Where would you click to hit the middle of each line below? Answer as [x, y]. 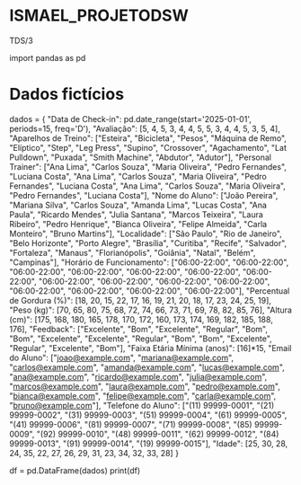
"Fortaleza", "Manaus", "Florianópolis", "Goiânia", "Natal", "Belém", [133, 252]
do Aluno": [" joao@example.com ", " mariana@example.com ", [122, 357]
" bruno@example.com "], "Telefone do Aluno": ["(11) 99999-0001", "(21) [142, 405]
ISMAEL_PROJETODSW [99, 16]
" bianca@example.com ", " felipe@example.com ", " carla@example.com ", [143, 395]
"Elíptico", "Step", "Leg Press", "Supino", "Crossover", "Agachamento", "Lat [148, 147]
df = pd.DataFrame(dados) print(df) [75, 470]
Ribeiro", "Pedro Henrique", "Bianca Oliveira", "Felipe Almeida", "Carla [138, 224]
